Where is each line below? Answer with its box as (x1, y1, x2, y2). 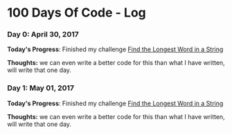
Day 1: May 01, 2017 (7, 83, 75, 93)
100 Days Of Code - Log (7, 5, 147, 21)
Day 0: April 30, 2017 (7, 30, 79, 39)
